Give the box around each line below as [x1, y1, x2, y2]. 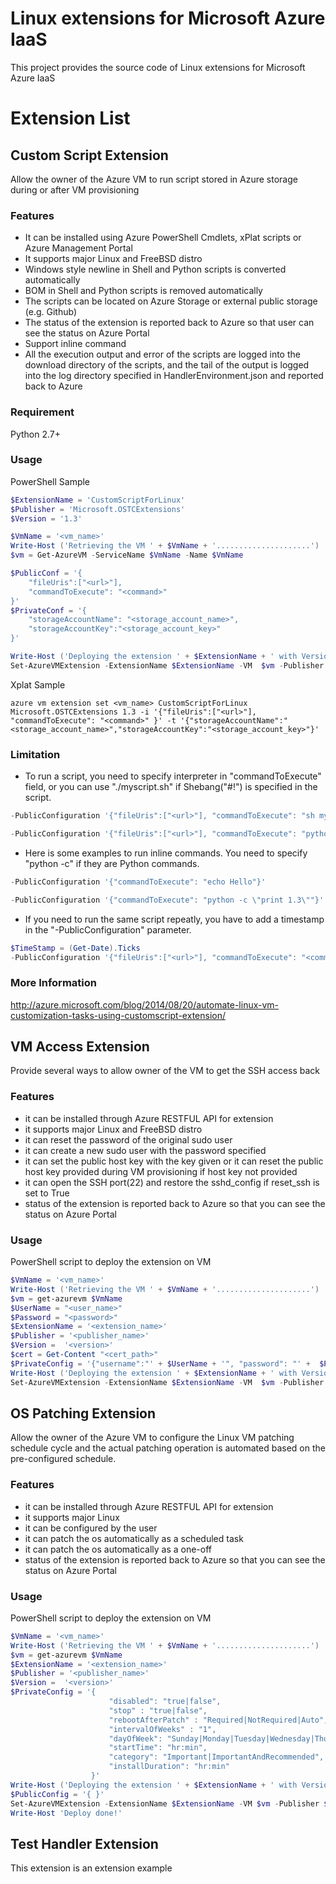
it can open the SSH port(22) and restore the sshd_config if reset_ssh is [24, 1176, 320, 1188]
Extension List [10, 107, 131, 130]
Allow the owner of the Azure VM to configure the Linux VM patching [10, 1432, 295, 1444]
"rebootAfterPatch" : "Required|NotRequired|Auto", [108, 1715, 329, 1725]
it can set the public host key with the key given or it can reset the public [24, 1155, 324, 1167]
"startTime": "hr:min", [108, 1743, 208, 1753]
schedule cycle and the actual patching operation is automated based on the [10, 1442, 326, 1454]
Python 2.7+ [10, 428, 62, 440]
